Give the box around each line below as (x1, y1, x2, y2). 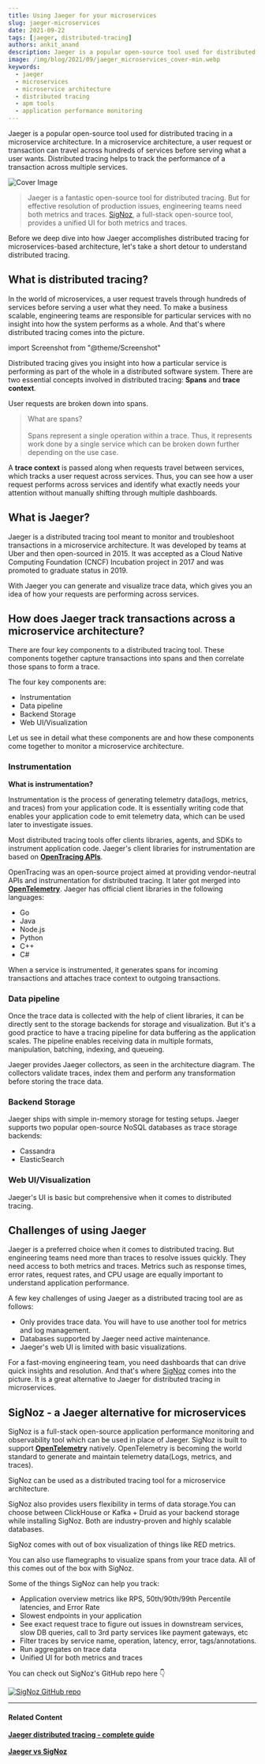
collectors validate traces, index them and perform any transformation (8, 1068, 236, 1078)
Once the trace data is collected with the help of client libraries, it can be (8, 1011, 244, 1021)
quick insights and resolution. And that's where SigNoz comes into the (8, 1366, 237, 1375)
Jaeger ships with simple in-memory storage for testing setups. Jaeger (8, 1115, 239, 1124)
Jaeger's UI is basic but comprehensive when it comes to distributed (8, 1192, 232, 1202)
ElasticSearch (19, 1155, 65, 1164)
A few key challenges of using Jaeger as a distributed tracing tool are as (8, 1293, 243, 1303)
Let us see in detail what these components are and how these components (8, 733, 255, 743)
